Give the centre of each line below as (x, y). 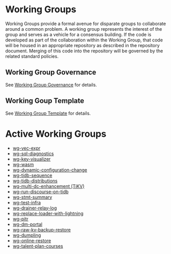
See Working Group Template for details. (48, 113)
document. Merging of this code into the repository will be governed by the (84, 51)
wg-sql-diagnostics (33, 153)
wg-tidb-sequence (32, 175)
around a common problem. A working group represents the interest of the (84, 29)
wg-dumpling (27, 235)
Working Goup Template (45, 101)
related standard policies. (32, 56)
